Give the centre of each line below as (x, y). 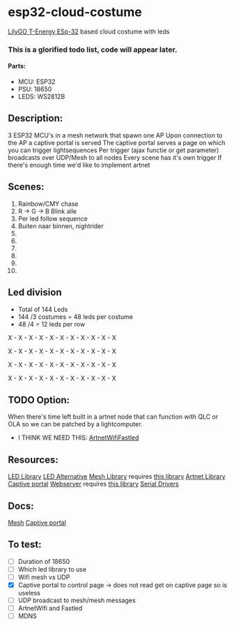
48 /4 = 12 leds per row (52, 324)
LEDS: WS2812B (41, 97)
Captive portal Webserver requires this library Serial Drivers (94, 484)
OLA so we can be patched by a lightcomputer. (75, 424)
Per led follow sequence (53, 218)
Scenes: (26, 187)
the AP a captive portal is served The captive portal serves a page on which (117, 142)
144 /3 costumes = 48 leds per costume (75, 316)
